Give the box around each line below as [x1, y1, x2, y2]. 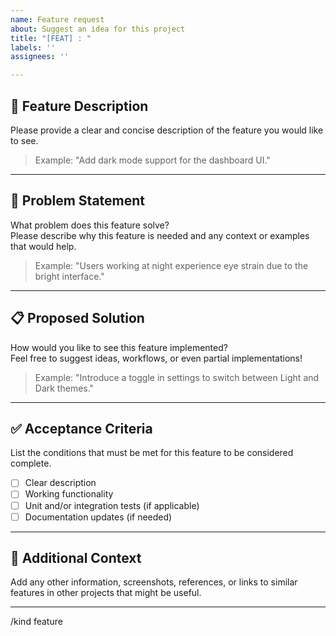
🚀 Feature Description [10, 97, 149, 115]
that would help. [10, 240, 77, 252]
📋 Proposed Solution [10, 310, 145, 327]
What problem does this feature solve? [10, 219, 170, 231]
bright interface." [34, 270, 105, 282]
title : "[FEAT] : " [10, 33, 92, 43]
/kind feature [10, 616, 63, 628]
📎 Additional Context [10, 550, 142, 567]
